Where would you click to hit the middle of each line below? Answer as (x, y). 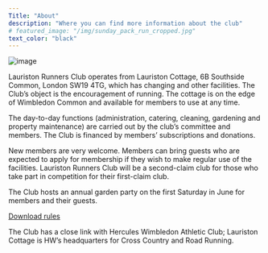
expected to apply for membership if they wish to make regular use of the (130, 160)
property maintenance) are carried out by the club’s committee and (120, 126)
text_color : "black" (43, 38)
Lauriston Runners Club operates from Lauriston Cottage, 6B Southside (126, 77)
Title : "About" (34, 16)
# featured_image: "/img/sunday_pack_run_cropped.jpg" (102, 31)
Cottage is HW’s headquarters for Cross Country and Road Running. (121, 241)
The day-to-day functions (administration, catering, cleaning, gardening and (134, 118)
